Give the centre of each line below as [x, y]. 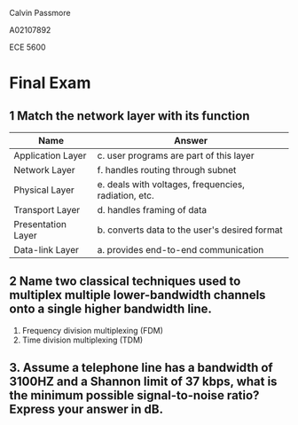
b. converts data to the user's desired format [190, 230]
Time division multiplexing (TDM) [82, 340]
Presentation [40, 224]
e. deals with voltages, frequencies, [171, 184]
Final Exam [50, 83]
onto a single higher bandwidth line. [111, 309]
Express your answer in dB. [86, 409]
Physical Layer [44, 190]
